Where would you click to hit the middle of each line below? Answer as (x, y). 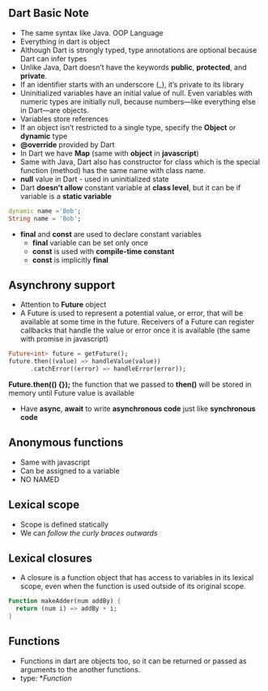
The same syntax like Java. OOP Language (91, 32)
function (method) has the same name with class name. (113, 170)
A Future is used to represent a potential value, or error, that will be (132, 313)
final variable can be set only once (90, 243)
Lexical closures (51, 559)
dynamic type (44, 136)
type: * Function (46, 678)
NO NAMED (40, 479)
